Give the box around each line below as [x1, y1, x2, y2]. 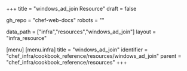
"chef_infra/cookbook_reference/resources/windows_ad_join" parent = [6, 53, 182, 59]
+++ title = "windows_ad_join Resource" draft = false [6, 5, 137, 12]
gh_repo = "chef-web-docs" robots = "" [6, 17, 105, 23]
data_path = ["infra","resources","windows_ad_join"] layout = [6, 28, 157, 35]
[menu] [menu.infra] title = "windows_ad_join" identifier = [6, 46, 148, 53]
